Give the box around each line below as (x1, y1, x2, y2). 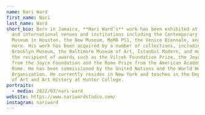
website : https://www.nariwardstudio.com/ (6, 94, 116, 100)
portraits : (6, 83, 34, 89)
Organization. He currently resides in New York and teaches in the (12, 71, 190, 77)
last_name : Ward (6, 20, 48, 26)
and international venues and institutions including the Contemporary (12, 32, 198, 38)
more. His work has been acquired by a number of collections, (12, 43, 176, 49)
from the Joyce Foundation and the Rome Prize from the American (12, 60, 182, 66)
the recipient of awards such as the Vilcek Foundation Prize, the (12, 54, 187, 60)
